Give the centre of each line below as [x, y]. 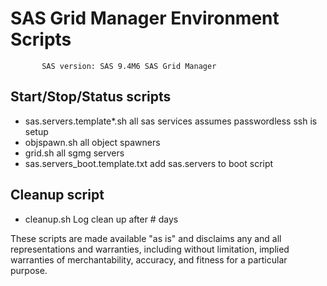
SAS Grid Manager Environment [145, 18]
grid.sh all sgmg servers [74, 153]
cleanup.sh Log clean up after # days [101, 219]
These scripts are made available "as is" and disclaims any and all [146, 238]
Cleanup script [57, 195]
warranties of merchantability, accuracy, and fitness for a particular [149, 259]
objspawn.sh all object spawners [92, 142]
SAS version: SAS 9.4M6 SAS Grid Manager [129, 66]
